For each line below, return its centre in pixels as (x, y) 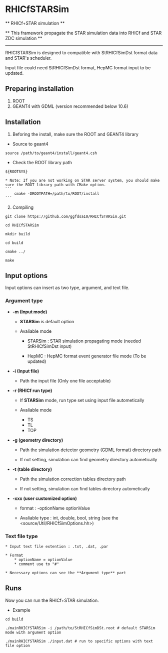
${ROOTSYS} (16, 172)
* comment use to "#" (36, 564)
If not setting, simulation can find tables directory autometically (85, 488)
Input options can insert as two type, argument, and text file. (67, 288)
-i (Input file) (26, 371)
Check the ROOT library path (42, 162)
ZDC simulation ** (24, 38)
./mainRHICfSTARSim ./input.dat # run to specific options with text (79, 641)
